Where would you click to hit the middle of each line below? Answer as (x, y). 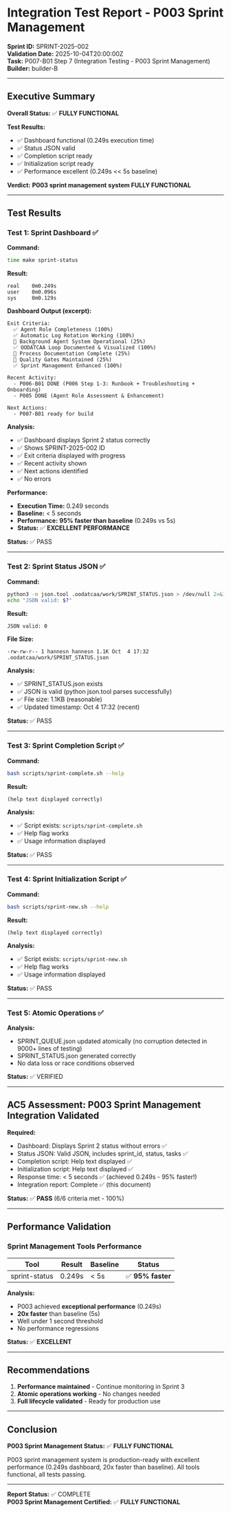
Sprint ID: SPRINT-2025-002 (48, 46)
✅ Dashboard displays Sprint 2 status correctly (84, 440)
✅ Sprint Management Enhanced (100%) (68, 366)
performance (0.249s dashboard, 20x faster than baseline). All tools (103, 1467)
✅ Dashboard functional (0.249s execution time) (86, 140)
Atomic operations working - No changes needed (88, 1394)
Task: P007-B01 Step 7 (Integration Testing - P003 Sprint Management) (109, 61)
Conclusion (32, 1429)
